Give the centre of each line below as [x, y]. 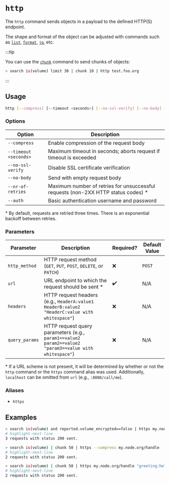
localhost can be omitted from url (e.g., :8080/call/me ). [64, 377]
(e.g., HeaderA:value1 [69, 302]
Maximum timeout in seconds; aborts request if [104, 151]
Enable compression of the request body [96, 143]
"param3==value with [69, 348]
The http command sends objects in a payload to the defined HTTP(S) [79, 21]
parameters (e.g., [64, 332]
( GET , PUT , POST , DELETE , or [74, 266]
